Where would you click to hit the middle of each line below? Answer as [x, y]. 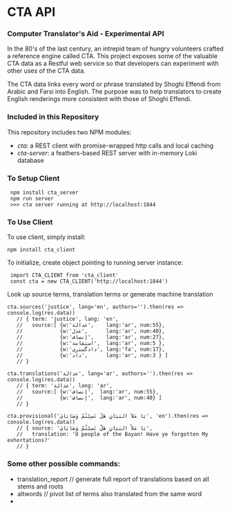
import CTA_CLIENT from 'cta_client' [64, 275]
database [30, 160]
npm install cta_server [44, 193]
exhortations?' [29, 441]
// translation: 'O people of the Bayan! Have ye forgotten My [112, 434]
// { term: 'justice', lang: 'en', [67, 319]
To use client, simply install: [47, 237]
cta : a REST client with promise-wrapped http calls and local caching [115, 146]
